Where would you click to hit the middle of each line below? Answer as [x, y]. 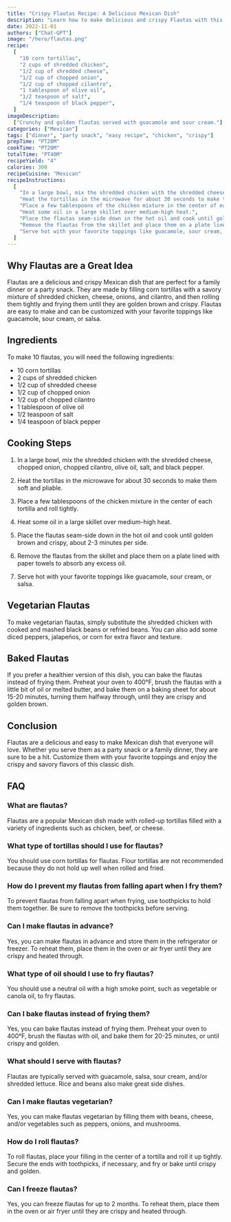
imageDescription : [33, 116]
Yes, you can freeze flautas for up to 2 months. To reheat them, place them [113, 1204]
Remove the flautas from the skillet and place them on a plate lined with [118, 556]
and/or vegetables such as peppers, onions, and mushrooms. [94, 1123]
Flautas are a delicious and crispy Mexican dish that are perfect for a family [114, 282]
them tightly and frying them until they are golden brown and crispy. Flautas [114, 304]
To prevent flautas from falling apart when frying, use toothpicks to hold [109, 901]
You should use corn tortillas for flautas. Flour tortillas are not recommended [115, 861]
